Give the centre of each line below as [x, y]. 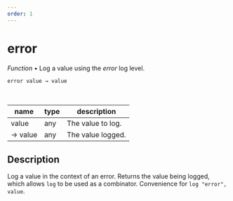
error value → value [38, 81]
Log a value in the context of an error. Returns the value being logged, [108, 176]
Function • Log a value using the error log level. [76, 68]
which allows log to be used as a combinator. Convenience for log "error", [117, 184]
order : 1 [20, 14]
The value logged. [96, 134]
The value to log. [94, 123]
